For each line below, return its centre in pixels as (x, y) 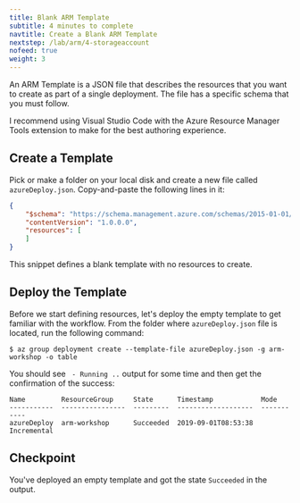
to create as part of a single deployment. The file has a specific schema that (149, 94)
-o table (61, 357)
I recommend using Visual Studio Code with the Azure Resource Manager (145, 121)
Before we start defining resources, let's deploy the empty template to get (145, 314)
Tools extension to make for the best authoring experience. (118, 130)
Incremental (31, 431)
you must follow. (39, 103)
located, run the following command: (77, 332)
